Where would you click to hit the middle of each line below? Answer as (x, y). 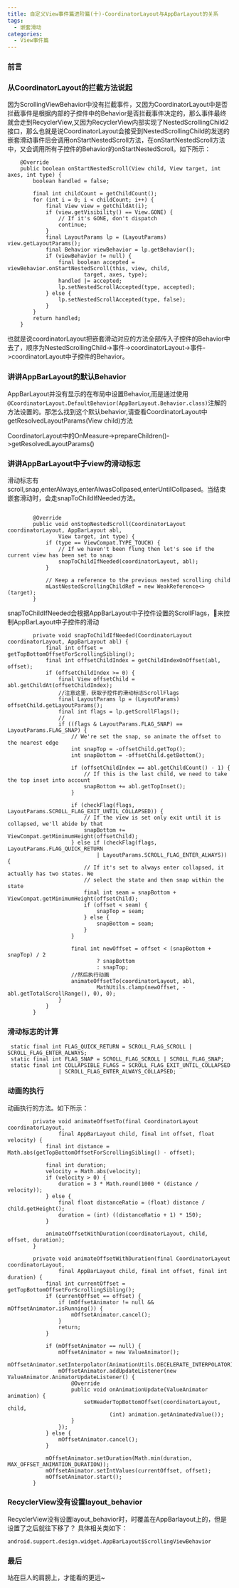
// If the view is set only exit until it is (152, 818)
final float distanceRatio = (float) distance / (131, 1202)
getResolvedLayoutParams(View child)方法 (70, 421)
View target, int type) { (96, 536)
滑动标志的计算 (33, 1031)
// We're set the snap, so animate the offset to (146, 736)
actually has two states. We (51, 874)
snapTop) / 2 (27, 955)
